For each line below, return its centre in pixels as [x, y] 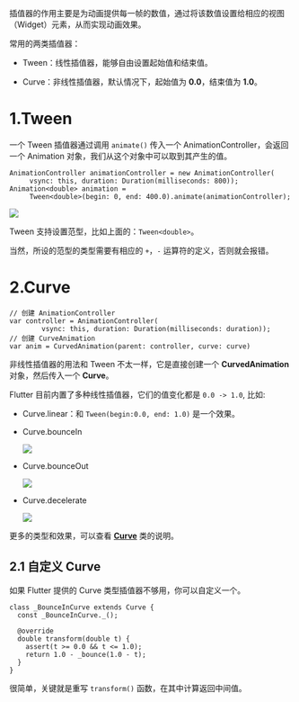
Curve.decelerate [54, 500]
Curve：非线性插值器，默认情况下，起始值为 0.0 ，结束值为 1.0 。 [142, 82]
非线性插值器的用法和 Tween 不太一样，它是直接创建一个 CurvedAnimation [149, 364]
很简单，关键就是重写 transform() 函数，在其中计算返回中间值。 [128, 688]
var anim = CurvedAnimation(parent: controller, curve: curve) [130, 346]
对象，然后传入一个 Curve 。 [62, 375]
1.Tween [41, 119]
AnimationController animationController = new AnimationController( [142, 173]
